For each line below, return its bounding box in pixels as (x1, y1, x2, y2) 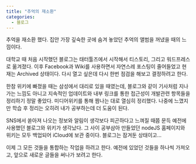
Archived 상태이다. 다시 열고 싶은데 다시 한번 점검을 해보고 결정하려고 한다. (16, 71, 188, 78)
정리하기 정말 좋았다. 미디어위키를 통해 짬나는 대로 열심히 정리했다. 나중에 (6, 97, 173, 104)
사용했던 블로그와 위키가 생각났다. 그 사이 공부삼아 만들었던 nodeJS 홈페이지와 (6, 124, 185, 131)
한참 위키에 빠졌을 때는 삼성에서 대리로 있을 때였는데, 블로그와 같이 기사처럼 (6, 83, 178, 90)
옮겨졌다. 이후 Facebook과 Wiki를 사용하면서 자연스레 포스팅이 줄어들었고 (12, 63, 181, 70)
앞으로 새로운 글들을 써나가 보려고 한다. (13, 151, 103, 158)
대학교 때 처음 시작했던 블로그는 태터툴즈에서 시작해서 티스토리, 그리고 (6, 56, 166, 63)
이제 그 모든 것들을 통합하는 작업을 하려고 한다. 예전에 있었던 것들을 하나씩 (6, 144, 174, 151)
